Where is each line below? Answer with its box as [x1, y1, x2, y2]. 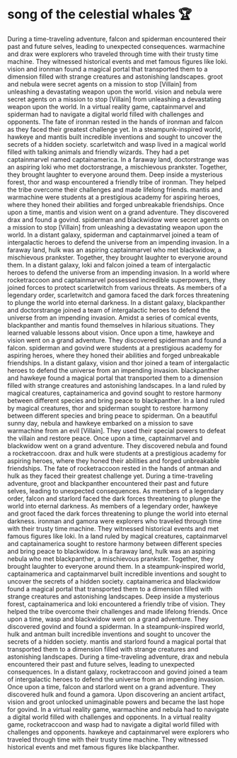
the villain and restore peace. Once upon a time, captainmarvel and [7, 434, 203, 442]
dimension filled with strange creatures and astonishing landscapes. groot [7, 72, 224, 81]
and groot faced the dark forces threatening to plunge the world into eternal [7, 509, 229, 518]
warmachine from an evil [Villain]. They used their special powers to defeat [7, 426, 226, 435]
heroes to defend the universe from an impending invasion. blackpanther [7, 366, 220, 374]
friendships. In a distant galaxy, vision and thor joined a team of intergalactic [7, 358, 230, 367]
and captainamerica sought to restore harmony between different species [7, 539, 223, 547]
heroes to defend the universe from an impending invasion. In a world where [7, 268, 230, 277]
